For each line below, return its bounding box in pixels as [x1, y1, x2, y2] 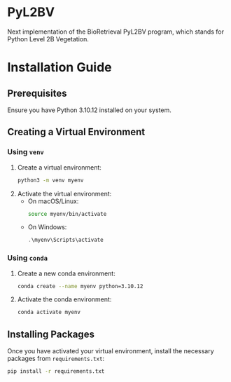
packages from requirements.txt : [7, 355, 105, 363]
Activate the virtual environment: [17, 189, 112, 198]
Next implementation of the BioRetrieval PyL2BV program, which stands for [7, 27, 224, 36]
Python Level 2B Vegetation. [7, 34, 90, 43]
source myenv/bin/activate [27, 210, 107, 217]
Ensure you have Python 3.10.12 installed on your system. [7, 106, 171, 114]
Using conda [7, 253, 48, 263]
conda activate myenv [17, 309, 80, 316]
